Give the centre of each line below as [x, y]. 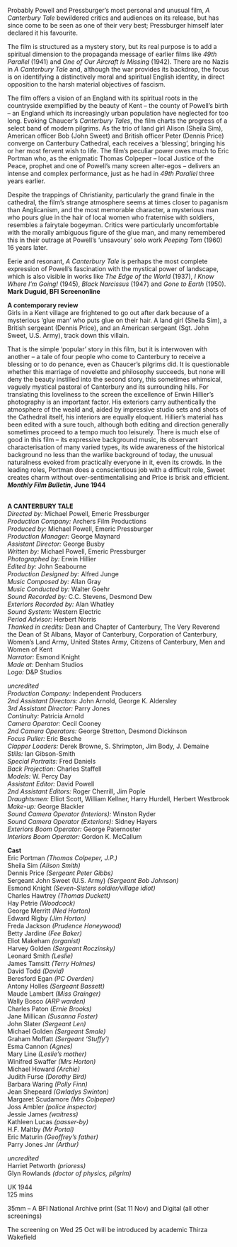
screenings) [25, 1216]
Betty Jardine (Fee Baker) [45, 933]
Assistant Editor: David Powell [51, 784]
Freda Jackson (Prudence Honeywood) [64, 926]
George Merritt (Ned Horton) [49, 911]
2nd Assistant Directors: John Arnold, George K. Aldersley [92, 701]
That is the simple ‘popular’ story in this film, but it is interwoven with [107, 349]
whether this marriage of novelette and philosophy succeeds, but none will [116, 372]
